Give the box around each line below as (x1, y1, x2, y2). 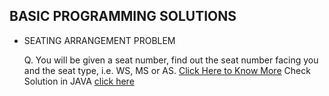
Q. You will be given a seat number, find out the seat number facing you (23, 54, 319, 66)
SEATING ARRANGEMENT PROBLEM (23, 34, 176, 46)
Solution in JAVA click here (23, 75, 135, 87)
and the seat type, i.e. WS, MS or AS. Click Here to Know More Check (23, 64, 311, 76)
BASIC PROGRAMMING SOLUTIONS (9, 8, 237, 25)
